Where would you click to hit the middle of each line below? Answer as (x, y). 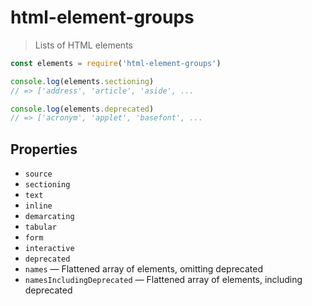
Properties (44, 149)
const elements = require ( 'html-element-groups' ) (116, 63)
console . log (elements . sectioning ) (82, 81)
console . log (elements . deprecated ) (82, 109)
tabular (40, 227)
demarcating (49, 217)
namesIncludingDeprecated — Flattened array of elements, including (163, 280)
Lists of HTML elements (83, 45)
